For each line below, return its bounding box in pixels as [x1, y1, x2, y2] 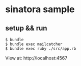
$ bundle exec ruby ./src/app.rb [5, 46, 76, 51]
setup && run [5, 24, 47, 32]
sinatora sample [5, 4, 75, 15]
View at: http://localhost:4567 [5, 55, 68, 61]
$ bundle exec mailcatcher [5, 42, 63, 47]
